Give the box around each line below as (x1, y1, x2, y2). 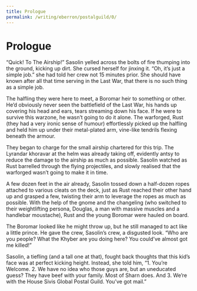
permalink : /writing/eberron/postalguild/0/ (6, 14, 117, 20)
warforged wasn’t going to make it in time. (6, 169, 108, 176)
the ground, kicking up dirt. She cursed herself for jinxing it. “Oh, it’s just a (6, 65, 185, 72)
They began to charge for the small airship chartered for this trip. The (6, 144, 174, 151)
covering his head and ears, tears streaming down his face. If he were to (6, 108, 182, 115)
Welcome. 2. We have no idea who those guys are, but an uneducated (6, 266, 176, 273)
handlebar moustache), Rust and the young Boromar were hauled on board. (6, 212, 189, 219)
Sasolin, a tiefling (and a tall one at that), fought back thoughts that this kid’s (6, 253, 191, 260)
